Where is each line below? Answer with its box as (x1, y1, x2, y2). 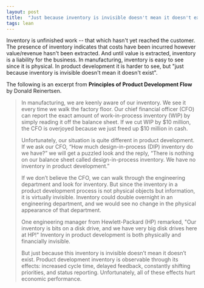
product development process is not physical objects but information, (21, 187, 195, 194)
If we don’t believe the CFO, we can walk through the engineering (21, 174, 185, 182)
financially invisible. (21, 238, 71, 245)
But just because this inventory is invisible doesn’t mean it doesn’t (21, 250, 186, 257)
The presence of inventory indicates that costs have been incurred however (6, 43, 196, 50)
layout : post (6, 9, 39, 15)
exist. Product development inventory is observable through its (21, 256, 178, 263)
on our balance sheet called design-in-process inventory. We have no (21, 156, 196, 163)
